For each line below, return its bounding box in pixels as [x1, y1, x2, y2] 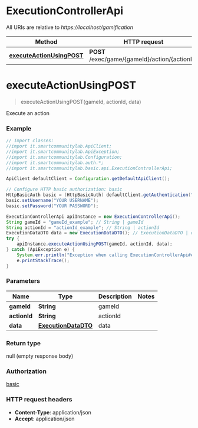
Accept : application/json [14, 415, 75, 422]
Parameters [6, 277, 40, 285]
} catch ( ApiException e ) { [6, 247, 75, 253]
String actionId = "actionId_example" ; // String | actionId [6, 224, 160, 231]
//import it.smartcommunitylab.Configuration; [6, 154, 123, 160]
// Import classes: [6, 138, 54, 144]
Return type [6, 339, 41, 347]
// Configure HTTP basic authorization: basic [6, 187, 123, 192]
